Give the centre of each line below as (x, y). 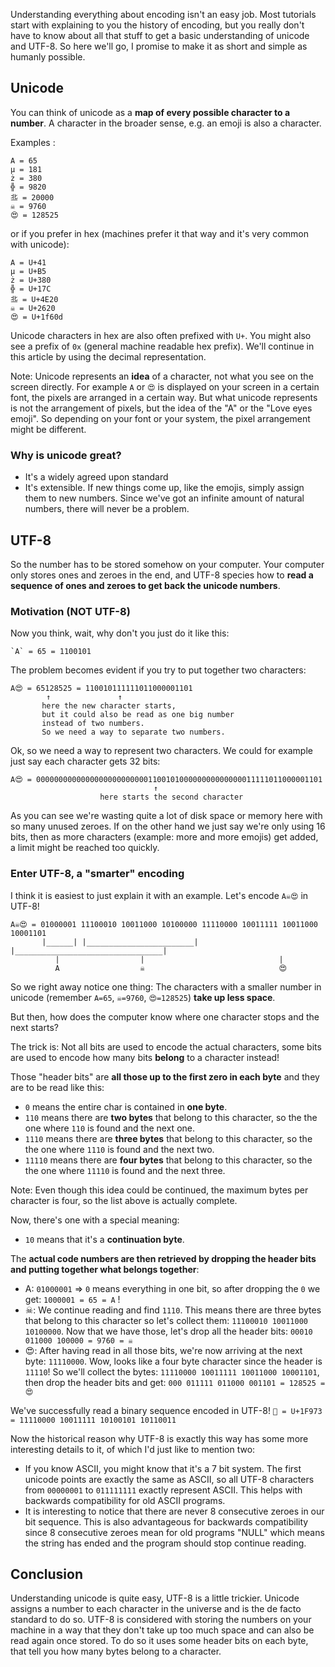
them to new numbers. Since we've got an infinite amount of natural (164, 498)
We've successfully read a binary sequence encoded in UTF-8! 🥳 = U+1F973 (166, 1410)
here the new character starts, (109, 706)
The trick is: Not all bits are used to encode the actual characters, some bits (166, 1046)
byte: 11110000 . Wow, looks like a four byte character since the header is (173, 1361)
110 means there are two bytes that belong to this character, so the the (171, 1117)
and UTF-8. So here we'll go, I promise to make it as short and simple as (159, 46)
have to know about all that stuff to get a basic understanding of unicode (160, 35)
